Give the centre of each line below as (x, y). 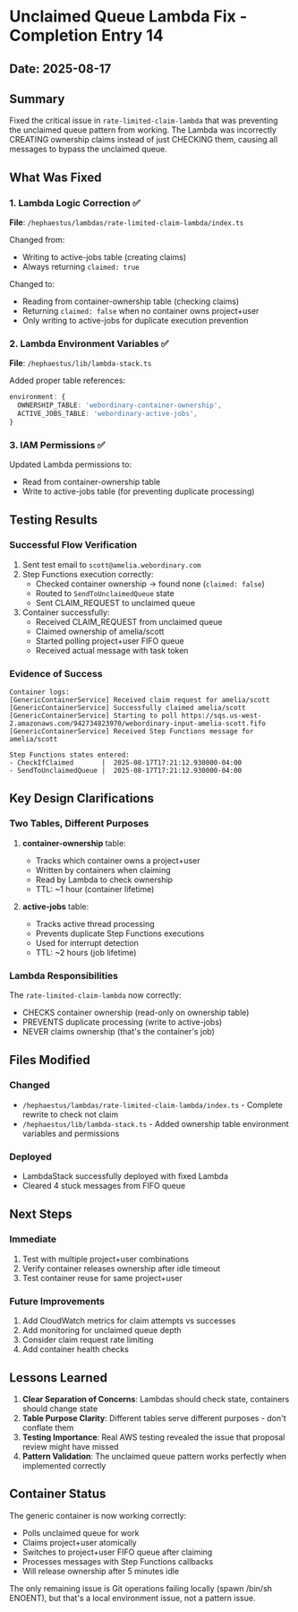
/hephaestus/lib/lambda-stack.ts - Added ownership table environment (155, 1123)
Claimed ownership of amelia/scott (100, 631)
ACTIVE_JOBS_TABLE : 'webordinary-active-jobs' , (108, 414)
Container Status (58, 1494)
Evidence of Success (56, 673)
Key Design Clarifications (82, 798)
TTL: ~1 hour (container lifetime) (95, 888)
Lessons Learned (58, 1378)
